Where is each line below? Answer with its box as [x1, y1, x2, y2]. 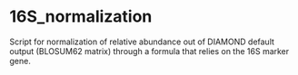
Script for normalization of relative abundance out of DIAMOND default [9, 36, 275, 47]
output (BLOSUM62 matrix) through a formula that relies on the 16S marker [9, 45, 290, 56]
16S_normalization [9, 6, 153, 27]
